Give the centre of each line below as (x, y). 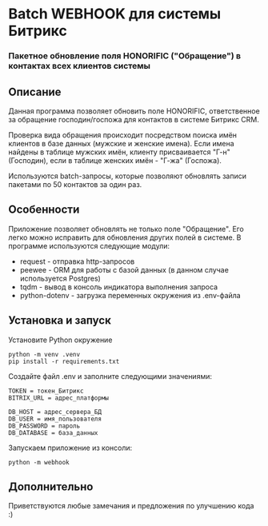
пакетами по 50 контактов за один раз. (75, 184)
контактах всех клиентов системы (79, 66)
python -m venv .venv (44, 354)
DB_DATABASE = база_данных (53, 432)
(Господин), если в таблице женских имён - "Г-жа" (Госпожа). (115, 160)
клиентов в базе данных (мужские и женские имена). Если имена (121, 143)
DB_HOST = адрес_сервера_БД (55, 412)
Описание (35, 92)
